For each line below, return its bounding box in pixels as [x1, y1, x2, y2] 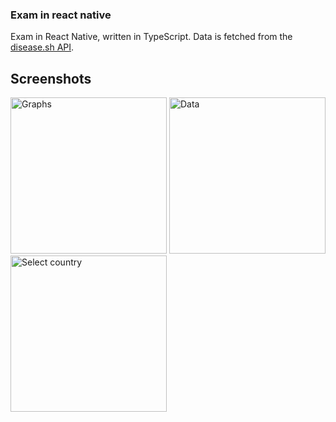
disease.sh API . [10, 41, 75, 53]
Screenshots [10, 70, 92, 87]
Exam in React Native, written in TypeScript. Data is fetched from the [10, 31, 293, 43]
